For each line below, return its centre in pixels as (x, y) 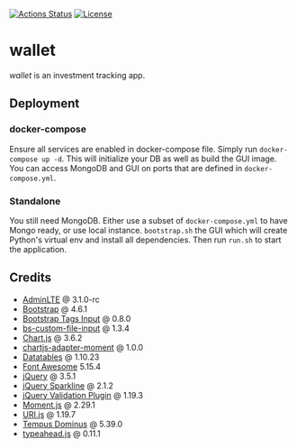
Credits (31, 278)
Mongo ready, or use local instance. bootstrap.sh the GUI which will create (148, 230)
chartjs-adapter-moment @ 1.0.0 (83, 347)
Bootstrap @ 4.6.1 (55, 309)
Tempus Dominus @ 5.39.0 (72, 424)
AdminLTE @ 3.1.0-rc (61, 299)
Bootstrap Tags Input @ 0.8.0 (76, 318)
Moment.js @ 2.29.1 (59, 405)
